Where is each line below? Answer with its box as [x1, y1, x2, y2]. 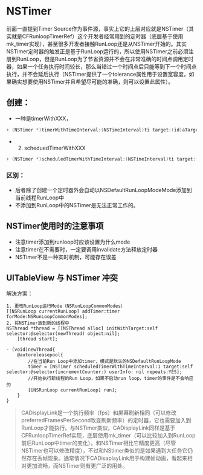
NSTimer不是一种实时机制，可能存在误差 [14, 253, 117, 261]
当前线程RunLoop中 [14, 194, 65, 201]
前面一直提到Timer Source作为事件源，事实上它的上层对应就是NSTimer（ [6, 25, 189, 32]
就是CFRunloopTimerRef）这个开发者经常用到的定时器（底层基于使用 [11, 32, 184, 40]
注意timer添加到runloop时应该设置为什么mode [14, 238, 130, 245]
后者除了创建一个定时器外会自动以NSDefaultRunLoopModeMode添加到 [14, 186, 192, 193]
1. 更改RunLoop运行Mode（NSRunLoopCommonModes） [6, 303, 126, 310]
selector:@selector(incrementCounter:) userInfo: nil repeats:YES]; [6, 369, 182, 375]
